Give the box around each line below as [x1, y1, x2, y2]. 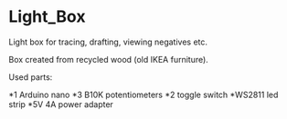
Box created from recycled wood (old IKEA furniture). [8, 54, 209, 64]
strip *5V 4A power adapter [8, 98, 113, 110]
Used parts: [8, 71, 53, 83]
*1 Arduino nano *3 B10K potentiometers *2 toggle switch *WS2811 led [8, 89, 279, 100]
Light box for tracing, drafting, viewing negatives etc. [8, 36, 207, 47]
